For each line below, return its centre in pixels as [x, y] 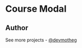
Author [17, 28]
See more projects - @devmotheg [41, 40]
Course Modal [36, 9]
